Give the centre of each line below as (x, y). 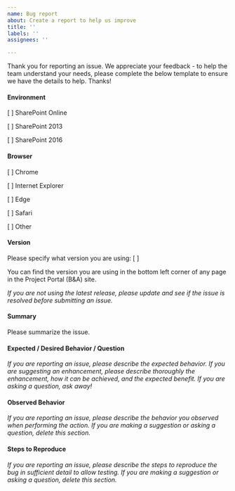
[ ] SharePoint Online (38, 113)
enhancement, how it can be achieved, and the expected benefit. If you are (116, 379)
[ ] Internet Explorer (36, 185)
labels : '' (23, 33)
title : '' (22, 27)
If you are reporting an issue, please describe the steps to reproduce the (112, 464)
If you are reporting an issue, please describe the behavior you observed (113, 418)
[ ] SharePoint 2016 (35, 140)
